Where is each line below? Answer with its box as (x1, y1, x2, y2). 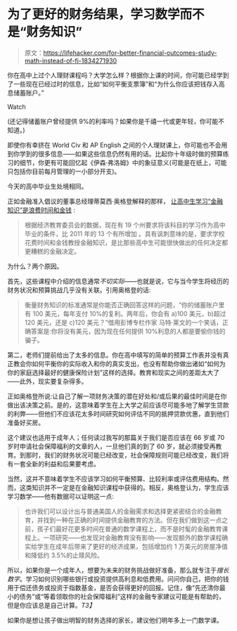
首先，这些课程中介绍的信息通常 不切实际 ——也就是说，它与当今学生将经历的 (7, 277, 229, 285)
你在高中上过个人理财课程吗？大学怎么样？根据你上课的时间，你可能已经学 (7, 71, 223, 79)
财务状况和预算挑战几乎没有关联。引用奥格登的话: (7, 285, 151, 294)
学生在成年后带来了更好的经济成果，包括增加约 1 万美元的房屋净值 (37, 542, 229, 550)
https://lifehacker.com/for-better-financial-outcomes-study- (43, 48, 217, 57)
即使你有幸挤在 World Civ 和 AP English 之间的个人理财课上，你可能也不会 (7, 141, 222, 149)
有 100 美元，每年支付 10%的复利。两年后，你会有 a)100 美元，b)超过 (24, 309, 226, 318)
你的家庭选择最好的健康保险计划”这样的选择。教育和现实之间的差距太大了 (7, 368, 220, 377)
